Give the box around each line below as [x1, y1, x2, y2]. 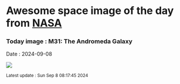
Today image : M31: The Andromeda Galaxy [6, 37, 133, 45]
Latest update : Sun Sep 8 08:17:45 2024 [6, 73, 89, 79]
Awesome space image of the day [6, 4, 174, 17]
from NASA [6, 16, 62, 30]
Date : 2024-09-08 [6, 51, 53, 58]
